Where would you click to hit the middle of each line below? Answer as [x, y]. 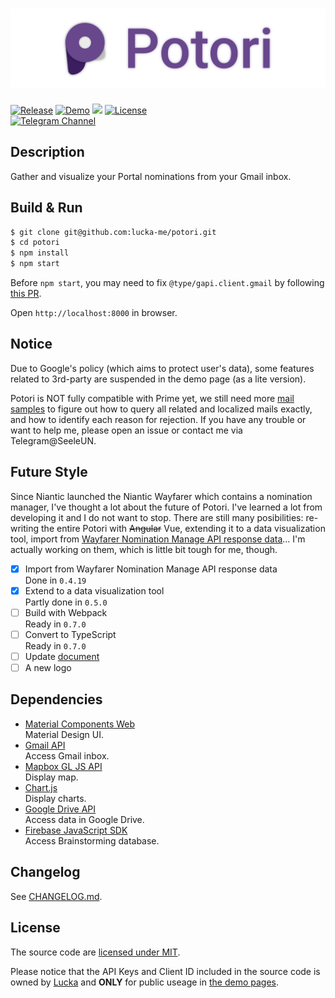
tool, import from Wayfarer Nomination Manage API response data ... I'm [158, 539]
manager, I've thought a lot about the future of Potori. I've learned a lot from [166, 507]
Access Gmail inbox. [67, 755]
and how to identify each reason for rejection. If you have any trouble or [158, 419]
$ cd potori [35, 243]
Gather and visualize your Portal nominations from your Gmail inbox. [151, 176]
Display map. [51, 777]
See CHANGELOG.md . [56, 896]
